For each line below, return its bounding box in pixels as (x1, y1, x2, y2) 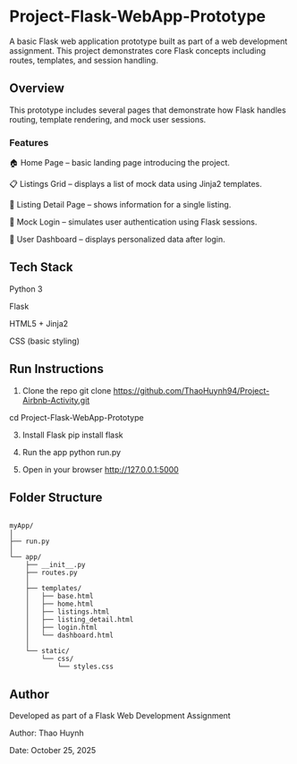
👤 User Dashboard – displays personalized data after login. (9, 234, 225, 245)
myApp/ (9, 522, 34, 531)
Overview (9, 81, 65, 96)
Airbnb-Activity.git (21, 395, 90, 405)
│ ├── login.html (25, 624, 98, 632)
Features (9, 136, 49, 149)
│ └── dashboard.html (25, 631, 115, 641)
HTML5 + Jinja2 (9, 318, 69, 328)
